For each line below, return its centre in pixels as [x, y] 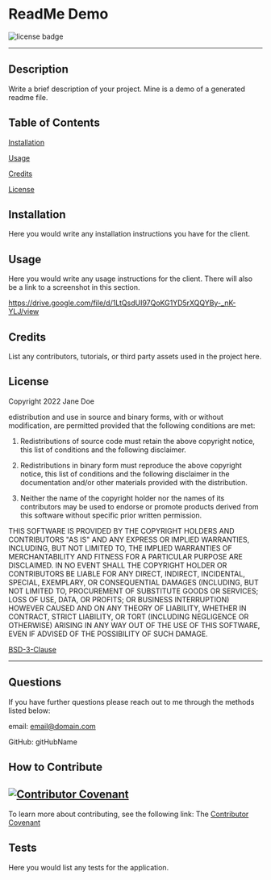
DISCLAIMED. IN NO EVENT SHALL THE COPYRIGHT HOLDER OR [118, 565]
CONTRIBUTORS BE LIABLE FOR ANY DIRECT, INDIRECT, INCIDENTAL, [127, 573]
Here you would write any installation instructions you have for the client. [129, 234]
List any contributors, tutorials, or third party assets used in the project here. [135, 356]
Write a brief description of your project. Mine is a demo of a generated [127, 89]
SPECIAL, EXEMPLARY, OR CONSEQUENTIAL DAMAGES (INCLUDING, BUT [134, 582]
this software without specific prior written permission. [111, 515]
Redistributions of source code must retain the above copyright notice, [138, 441]
